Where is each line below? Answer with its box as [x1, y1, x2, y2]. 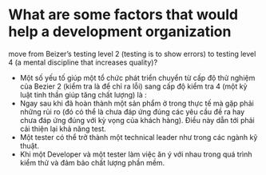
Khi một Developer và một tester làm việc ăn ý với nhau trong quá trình [19, 149, 253, 159]
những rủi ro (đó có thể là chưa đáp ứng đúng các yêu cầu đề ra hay [19, 106, 245, 117]
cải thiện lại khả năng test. [19, 124, 106, 133]
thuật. [19, 141, 40, 150]
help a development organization [8, 22, 232, 41]
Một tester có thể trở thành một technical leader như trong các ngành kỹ [19, 132, 258, 141]
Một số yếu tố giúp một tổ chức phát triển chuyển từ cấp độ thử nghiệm [19, 73, 256, 82]
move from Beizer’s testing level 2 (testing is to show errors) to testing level [8, 49, 256, 58]
